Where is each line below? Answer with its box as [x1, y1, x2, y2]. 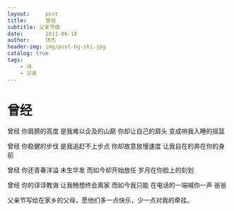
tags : [7, 57, 23, 64]
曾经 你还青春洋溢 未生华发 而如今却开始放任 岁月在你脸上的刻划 [7, 166, 194, 174]
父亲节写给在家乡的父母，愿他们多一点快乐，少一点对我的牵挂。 [7, 196, 193, 205]
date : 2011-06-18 [7, 30, 78, 38]
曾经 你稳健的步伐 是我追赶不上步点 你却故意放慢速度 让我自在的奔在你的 [7, 142, 219, 151]
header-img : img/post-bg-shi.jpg [7, 43, 106, 50]
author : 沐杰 [7, 37, 57, 44]
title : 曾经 [7, 17, 57, 24]
